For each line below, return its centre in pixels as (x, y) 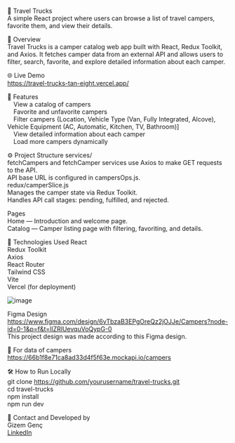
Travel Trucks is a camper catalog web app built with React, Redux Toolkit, (115, 47)
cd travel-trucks (31, 389)
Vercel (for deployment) (42, 287)
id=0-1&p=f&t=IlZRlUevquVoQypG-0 (60, 329)
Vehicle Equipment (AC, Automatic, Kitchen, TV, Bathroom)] (93, 127)
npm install (23, 396)
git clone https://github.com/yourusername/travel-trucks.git (94, 382)
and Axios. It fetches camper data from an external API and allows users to (115, 54)
